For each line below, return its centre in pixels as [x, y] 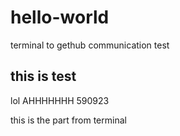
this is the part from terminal [68, 120]
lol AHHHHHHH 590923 [60, 100]
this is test [43, 76]
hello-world [60, 17]
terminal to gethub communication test [90, 45]
